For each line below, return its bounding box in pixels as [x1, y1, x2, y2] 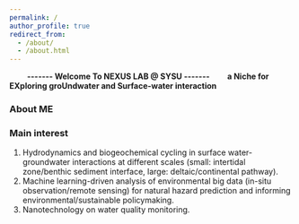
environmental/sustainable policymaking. [22, 194, 175, 206]
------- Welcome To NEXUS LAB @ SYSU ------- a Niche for [26, 71, 269, 82]
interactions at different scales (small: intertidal [72, 157, 246, 168]
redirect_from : [9, 30, 66, 39]
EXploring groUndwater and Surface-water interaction [9, 81, 217, 91]
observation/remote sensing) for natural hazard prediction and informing [22, 185, 291, 196]
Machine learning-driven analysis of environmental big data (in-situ [22, 176, 272, 186]
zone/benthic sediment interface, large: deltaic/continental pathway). [22, 167, 278, 177]
